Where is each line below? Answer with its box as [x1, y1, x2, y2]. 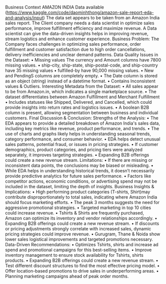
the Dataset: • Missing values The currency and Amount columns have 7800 [5, 57, 161, 63]
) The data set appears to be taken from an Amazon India [43, 15, 160, 20]
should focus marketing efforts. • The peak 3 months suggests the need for [5, 200, 160, 205]
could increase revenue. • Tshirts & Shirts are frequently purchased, [5, 210, 144, 215]
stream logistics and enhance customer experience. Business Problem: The [5, 36, 160, 42]
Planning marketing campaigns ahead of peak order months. [5, 273, 129, 279]
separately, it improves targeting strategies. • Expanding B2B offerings [5, 152, 150, 158]
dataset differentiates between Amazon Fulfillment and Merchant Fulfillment [5, 94, 160, 100]
